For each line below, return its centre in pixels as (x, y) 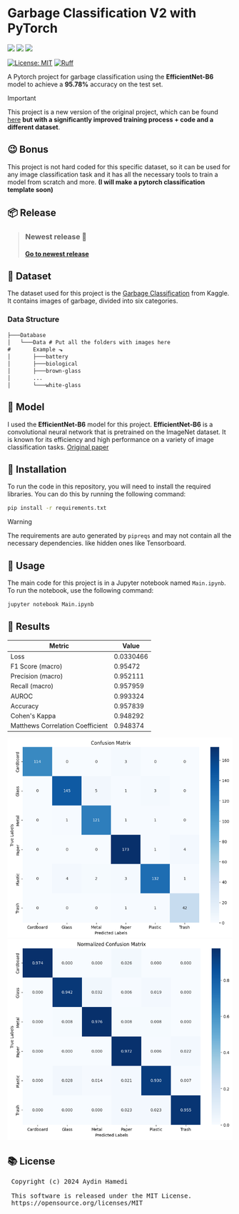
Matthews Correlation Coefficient (59, 726)
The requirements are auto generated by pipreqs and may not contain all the (119, 536)
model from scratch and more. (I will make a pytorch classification (106, 182)
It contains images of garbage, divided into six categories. (93, 301)
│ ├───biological (43, 363)
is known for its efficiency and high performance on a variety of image (111, 439)
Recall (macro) (32, 686)
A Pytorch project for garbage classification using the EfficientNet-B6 (111, 76)
